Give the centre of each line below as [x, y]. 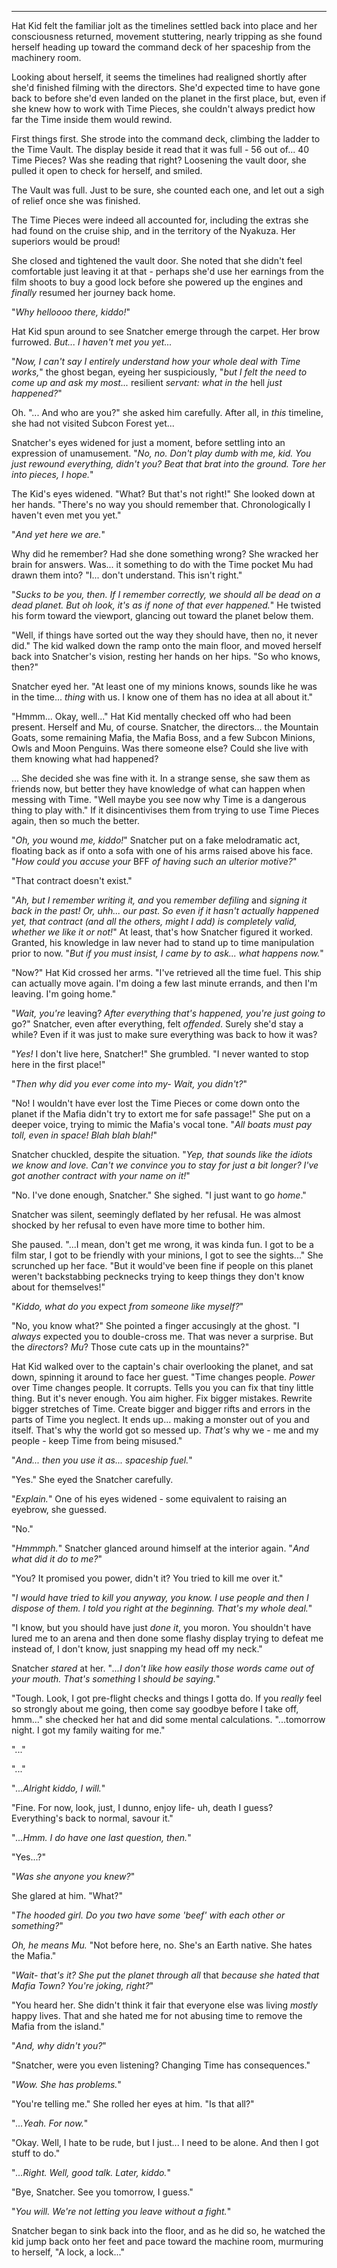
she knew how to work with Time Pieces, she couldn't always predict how [163, 109]
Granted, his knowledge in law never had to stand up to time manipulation [163, 942]
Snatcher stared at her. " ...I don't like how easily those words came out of [163, 1668]
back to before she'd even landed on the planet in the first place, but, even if [169, 98]
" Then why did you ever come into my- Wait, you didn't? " [129, 1084]
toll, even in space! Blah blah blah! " [84, 1135]
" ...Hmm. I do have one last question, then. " [101, 1837]
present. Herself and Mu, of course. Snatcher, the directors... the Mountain [165, 727]
